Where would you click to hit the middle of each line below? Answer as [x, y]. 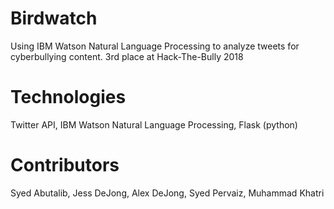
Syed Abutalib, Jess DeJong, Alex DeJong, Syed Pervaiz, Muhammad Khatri [167, 193]
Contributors [65, 165]
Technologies [68, 97]
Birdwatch [54, 18]
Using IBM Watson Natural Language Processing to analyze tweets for [155, 46]
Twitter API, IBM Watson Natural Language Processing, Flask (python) [154, 124]
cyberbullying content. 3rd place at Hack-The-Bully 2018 [127, 56]
